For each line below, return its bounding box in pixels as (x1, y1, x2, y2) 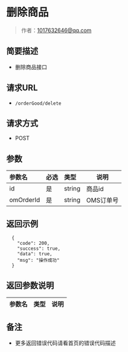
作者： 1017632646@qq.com (21, 27, 92, 34)
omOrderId (9, 196, 40, 204)
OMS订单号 (86, 196, 119, 204)
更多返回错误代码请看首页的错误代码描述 (14, 339, 116, 347)
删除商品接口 (14, 63, 47, 70)
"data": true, (17, 251, 53, 257)
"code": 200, (17, 240, 50, 246)
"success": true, (17, 246, 61, 252)
